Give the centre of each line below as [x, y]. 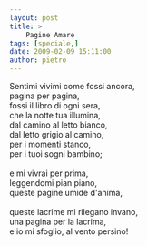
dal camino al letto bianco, [59, 125]
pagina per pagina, [44, 96]
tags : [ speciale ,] [44, 43]
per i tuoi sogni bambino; [56, 154]
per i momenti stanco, [50, 144]
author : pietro [38, 60]
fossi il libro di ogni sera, [55, 105]
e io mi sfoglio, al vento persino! [69, 231]
